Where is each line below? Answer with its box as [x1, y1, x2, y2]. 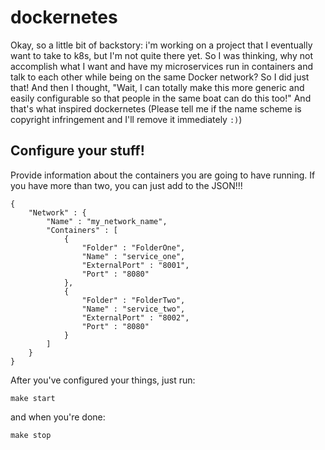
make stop [10, 430, 52, 440]
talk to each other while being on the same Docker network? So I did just [10, 71, 310, 83]
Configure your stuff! [10, 142, 145, 160]
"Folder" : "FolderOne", [81, 242, 186, 253]
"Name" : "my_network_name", [46, 216, 168, 226]
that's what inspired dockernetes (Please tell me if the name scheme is [10, 102, 302, 115]
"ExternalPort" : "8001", [81, 260, 190, 270]
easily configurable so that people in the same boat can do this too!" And [10, 92, 312, 104]
